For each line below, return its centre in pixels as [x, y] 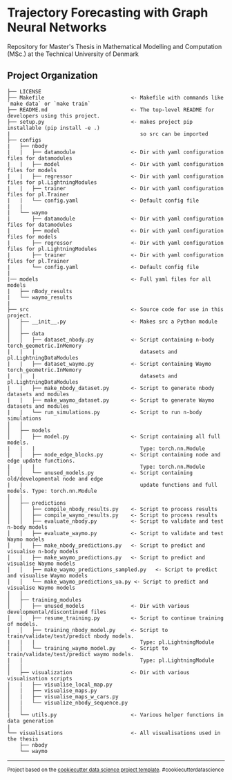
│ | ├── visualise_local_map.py [60, 685]
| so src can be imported [108, 134]
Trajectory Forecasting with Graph [108, 13]
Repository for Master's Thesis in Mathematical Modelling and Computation [115, 46]
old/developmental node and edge [55, 479]
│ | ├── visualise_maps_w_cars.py [63, 696]
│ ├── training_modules [44, 600]
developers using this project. [54, 115]
